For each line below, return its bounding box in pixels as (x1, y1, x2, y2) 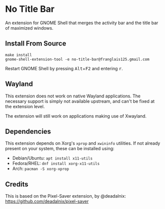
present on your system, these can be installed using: (5, 146, 115, 152)
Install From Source (5, 40, 66, 48)
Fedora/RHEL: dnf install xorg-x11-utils (12, 161, 100, 167)
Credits (5, 180, 29, 188)
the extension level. (5, 103, 45, 109)
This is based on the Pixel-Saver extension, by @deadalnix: (5, 193, 126, 199)
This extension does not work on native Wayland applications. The (5, 93, 141, 99)
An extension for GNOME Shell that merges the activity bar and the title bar (5, 20, 159, 26)
